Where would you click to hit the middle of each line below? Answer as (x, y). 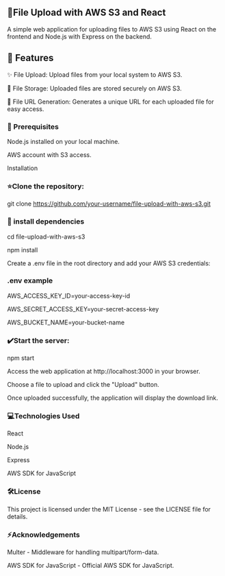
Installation (23, 168)
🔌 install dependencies (46, 221)
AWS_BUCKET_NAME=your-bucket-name (66, 322)
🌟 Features (30, 58)
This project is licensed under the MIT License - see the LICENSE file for (109, 509)
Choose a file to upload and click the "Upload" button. (83, 385)
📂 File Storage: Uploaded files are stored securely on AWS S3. (95, 88)
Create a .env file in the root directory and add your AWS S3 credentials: (109, 263)
